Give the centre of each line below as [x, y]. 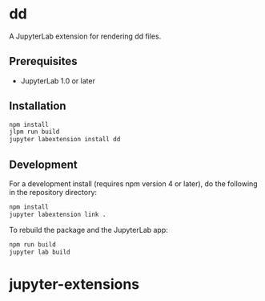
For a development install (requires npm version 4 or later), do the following [134, 184]
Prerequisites [43, 61]
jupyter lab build [40, 252]
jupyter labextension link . [58, 214]
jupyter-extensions [74, 284]
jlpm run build [34, 132]
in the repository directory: [53, 192]
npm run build [33, 244]
